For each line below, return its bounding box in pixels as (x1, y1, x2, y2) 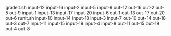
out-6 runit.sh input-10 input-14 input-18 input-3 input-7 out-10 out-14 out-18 (5, 15, 166, 21)
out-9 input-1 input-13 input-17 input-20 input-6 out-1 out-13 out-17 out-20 (9, 10, 165, 16)
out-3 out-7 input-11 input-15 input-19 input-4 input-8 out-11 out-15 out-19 (5, 20, 160, 26)
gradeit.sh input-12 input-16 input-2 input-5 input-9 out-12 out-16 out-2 (5, 5, 155, 10)
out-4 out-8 (5, 26, 30, 32)
